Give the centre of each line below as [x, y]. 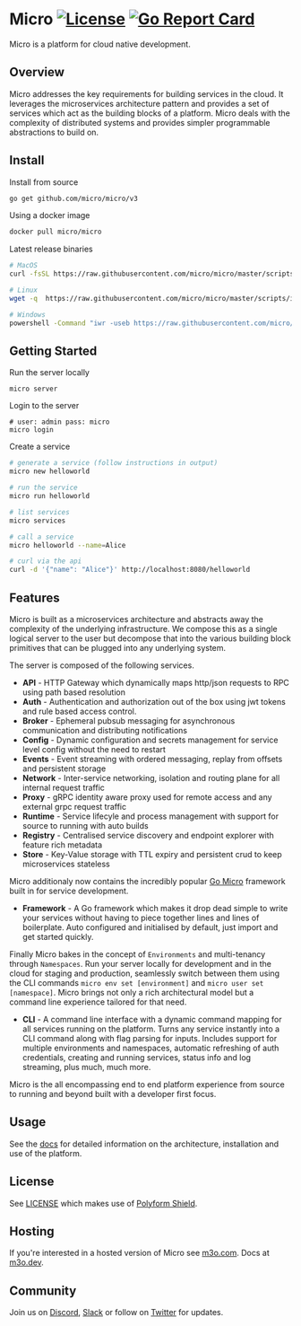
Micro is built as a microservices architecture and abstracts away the [137, 619]
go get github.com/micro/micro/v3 [74, 198]
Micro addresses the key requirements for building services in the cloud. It [146, 93]
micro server [34, 389]
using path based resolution [73, 692]
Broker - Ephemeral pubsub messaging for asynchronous [129, 720]
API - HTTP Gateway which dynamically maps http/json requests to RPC [155, 682]
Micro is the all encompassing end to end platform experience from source [147, 1084]
